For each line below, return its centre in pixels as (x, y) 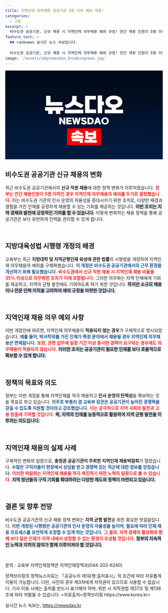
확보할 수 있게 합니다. (26, 356)
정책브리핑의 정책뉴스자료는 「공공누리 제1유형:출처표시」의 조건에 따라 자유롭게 (83, 576)
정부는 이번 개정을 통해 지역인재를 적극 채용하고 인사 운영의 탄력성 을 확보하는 (80, 396)
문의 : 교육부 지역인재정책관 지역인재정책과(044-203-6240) (64, 565)
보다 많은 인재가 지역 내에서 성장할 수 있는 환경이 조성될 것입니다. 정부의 (79, 538)
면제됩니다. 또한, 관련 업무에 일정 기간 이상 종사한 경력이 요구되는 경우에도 (85, 343)
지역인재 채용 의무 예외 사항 (44, 318)
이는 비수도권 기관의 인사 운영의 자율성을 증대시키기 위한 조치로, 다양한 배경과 (87, 200)
